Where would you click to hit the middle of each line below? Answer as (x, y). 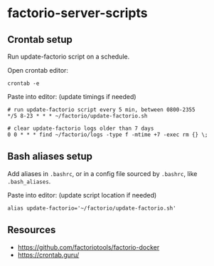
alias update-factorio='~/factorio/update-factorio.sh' (92, 208)
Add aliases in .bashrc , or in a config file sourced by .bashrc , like (102, 173)
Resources (32, 230)
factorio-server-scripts (77, 13)
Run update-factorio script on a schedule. (69, 56)
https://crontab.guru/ (48, 255)
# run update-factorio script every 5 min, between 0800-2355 (101, 110)
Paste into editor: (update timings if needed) (72, 97)
